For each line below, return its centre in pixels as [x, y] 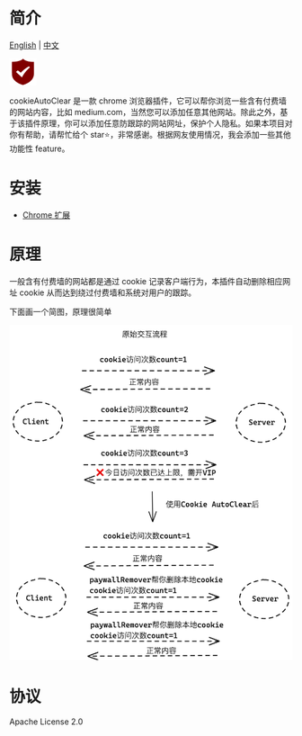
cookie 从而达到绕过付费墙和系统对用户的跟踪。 [107, 292]
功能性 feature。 [40, 148]
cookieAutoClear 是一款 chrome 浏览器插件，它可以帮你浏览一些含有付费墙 [148, 101]
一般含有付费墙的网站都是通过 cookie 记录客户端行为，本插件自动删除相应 [146, 281]
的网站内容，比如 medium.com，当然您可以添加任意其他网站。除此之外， [145, 112]
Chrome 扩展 [46, 215]
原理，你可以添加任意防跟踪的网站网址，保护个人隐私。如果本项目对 [166, 123]
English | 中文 [35, 45]
